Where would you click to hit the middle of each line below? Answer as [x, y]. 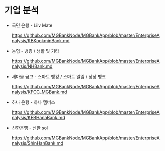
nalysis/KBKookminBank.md [41, 40]
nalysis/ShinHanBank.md [37, 143]
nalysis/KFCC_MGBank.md [39, 92]
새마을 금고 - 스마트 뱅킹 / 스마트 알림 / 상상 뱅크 [59, 76]
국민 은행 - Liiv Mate [32, 25]
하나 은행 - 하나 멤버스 [33, 102]
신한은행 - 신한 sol [30, 128]
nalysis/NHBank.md [32, 66]
